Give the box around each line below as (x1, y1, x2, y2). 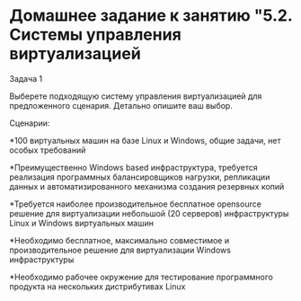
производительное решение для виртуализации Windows (9, 244, 232, 255)
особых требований (9, 145, 86, 155)
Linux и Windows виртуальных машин (9, 217, 155, 228)
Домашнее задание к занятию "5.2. (9, 5, 293, 26)
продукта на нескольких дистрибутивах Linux (9, 280, 186, 292)
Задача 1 (9, 73, 43, 84)
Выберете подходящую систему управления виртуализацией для (9, 91, 262, 102)
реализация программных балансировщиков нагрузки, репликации (9, 172, 270, 182)
